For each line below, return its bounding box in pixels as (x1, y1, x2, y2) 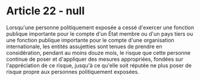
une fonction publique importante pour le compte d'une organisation (6, 36, 174, 43)
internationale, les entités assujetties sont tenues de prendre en (6, 43, 162, 50)
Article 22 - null (6, 4, 85, 18)
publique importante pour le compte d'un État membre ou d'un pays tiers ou (6, 30, 193, 37)
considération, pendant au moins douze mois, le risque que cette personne (6, 49, 191, 56)
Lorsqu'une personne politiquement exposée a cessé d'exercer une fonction (6, 24, 195, 31)
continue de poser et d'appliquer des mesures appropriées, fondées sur (6, 55, 183, 63)
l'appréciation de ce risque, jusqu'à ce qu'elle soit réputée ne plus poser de (6, 61, 192, 69)
